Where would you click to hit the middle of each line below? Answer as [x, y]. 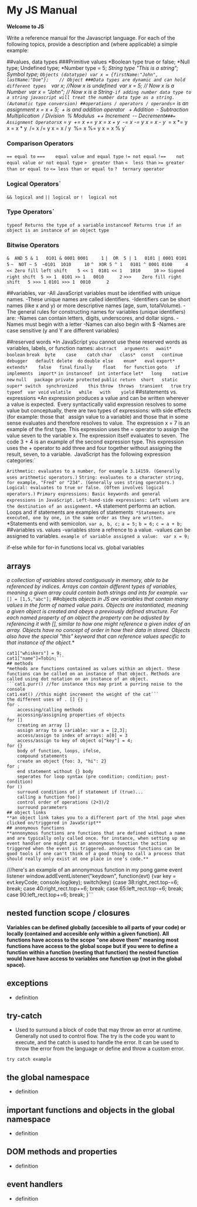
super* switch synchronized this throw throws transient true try [99, 386]
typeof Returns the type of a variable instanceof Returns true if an [94, 225]
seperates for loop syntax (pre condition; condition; [86, 776]
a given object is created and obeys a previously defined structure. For [92, 611]
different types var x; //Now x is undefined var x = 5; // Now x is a [91, 85]
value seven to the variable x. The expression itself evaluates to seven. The [98, 436]
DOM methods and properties [62, 1152]
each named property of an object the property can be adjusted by [88, 617]
